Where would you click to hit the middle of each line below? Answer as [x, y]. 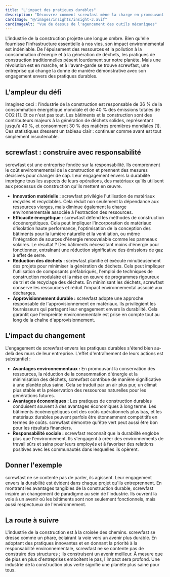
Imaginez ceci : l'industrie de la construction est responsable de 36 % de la [84, 104]
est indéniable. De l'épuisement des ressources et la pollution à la [74, 49]
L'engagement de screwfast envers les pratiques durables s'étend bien [79, 348]
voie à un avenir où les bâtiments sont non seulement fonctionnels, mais [80, 499]
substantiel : [18, 359]
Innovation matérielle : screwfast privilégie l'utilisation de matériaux [84, 196]
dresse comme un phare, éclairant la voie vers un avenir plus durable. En [81, 538]
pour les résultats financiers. [42, 428]
